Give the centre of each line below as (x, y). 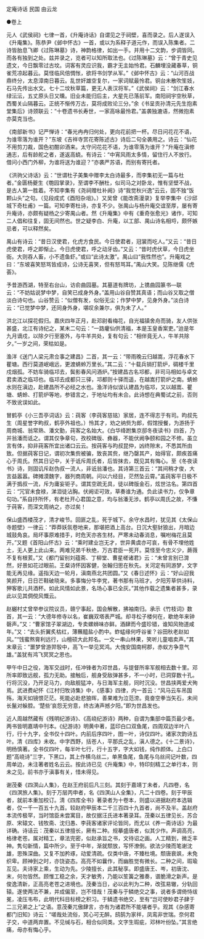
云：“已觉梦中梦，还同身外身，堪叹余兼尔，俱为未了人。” (76, 308)
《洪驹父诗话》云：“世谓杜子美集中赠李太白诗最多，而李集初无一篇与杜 (95, 175)
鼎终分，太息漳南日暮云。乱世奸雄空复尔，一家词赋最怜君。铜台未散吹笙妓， (102, 80)
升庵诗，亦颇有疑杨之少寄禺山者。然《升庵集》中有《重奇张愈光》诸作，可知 (102, 213)
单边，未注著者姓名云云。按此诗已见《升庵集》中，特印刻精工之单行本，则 (104, 764)
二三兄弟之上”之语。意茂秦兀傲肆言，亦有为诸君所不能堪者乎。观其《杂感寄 (101, 907)
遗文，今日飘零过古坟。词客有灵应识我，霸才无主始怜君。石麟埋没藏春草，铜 (102, 65)
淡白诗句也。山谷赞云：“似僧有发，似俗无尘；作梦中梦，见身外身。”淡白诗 (98, 300)
